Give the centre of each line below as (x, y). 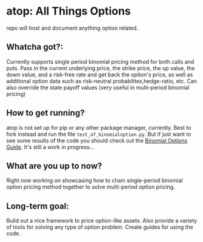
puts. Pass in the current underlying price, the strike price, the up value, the (101, 68)
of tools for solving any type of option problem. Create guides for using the (100, 227)
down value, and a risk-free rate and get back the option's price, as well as (100, 75)
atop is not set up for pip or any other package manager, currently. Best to (99, 127)
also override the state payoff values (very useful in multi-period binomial (98, 87)
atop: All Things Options (69, 11)
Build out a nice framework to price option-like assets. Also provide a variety (102, 221)
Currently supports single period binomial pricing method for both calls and (100, 61)
